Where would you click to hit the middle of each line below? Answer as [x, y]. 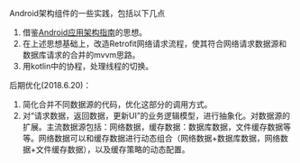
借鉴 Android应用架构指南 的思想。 [84, 32]
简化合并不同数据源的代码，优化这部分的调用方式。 [117, 104]
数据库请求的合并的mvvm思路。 [81, 55]
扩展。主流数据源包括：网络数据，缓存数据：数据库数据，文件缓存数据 [153, 127]
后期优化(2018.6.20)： [50, 85]
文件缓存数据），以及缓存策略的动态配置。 [113, 149]
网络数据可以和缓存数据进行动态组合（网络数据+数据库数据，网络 [159, 138]
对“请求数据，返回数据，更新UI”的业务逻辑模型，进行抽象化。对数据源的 [156, 116]
